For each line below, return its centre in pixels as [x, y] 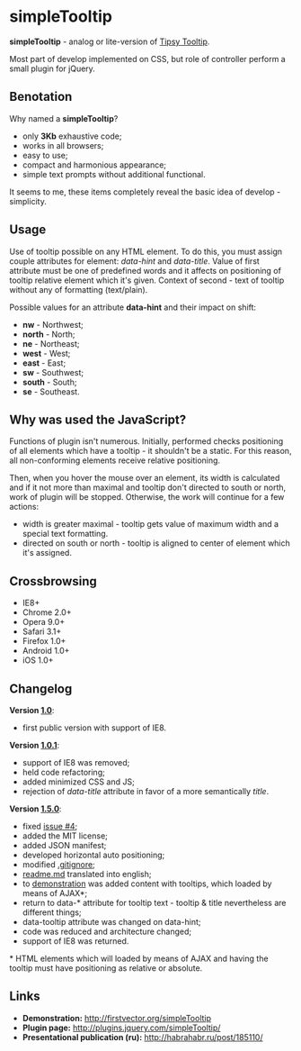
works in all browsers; [63, 145]
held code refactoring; [63, 772]
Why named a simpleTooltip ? [64, 118]
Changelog [41, 689]
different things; [52, 912]
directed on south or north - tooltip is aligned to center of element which [156, 543]
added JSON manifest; [64, 845]
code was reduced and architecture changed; [106, 931]
